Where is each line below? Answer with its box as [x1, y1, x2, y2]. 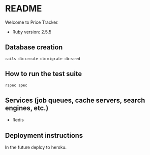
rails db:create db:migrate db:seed [5, 56, 80, 61]
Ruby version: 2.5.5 [12, 29, 52, 35]
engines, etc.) [5, 104, 49, 112]
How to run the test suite [5, 70, 82, 78]
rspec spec [5, 82, 28, 88]
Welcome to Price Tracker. [5, 19, 59, 25]
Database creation [5, 43, 63, 52]
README [5, 3, 42, 14]
